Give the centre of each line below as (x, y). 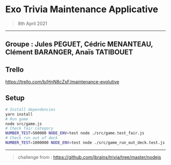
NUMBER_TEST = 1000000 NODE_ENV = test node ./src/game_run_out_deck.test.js (85, 143)
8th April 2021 (32, 23)
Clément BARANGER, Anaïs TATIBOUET (69, 52)
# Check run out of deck (32, 138)
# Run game (17, 119)
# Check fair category (29, 128)
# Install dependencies (31, 109)
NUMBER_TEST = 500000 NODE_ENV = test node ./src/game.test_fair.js (75, 133)
